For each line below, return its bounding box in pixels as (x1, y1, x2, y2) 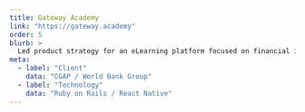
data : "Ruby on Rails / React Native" (25, 89, 172, 98)
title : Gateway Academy (9, 13, 100, 23)
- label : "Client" (17, 64, 88, 73)
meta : (9, 55, 30, 64)
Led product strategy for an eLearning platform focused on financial (17, 47, 290, 56)
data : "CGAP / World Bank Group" (25, 72, 152, 81)
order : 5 (9, 30, 43, 39)
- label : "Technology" (17, 80, 103, 89)
